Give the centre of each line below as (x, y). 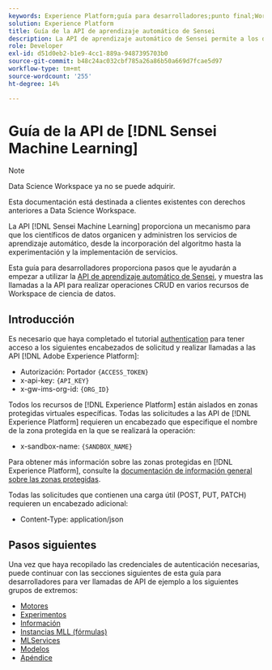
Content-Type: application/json (72, 519)
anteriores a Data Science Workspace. (72, 211)
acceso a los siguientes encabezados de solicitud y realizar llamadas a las (132, 348)
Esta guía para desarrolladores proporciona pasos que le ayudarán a (123, 268)
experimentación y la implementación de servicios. (93, 252)
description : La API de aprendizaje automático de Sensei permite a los (134, 39)
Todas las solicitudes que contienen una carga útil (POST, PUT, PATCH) (127, 495)
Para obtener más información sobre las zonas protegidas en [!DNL (121, 462)
